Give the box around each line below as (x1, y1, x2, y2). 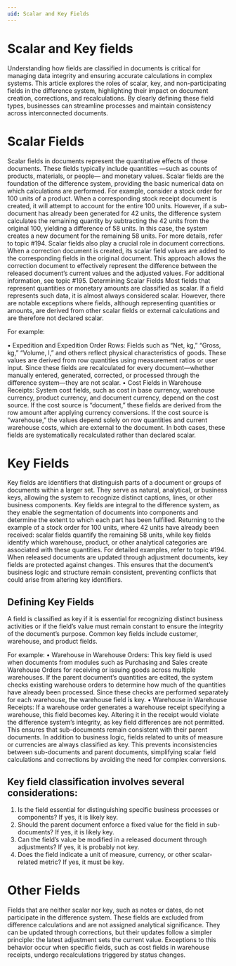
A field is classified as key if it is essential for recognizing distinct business (7, 615, 223, 623)
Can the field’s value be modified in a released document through (17, 835, 207, 844)
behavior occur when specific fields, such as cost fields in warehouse (7, 943, 209, 951)
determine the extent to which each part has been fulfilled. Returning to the (7, 516, 225, 524)
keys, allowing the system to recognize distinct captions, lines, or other (7, 493, 213, 502)
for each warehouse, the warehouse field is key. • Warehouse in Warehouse (7, 696, 228, 704)
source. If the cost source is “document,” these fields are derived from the (7, 400, 222, 409)
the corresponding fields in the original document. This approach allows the (7, 254, 227, 262)
